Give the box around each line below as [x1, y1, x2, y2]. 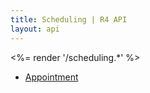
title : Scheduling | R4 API [10, 14, 128, 25]
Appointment [24, 71, 79, 83]
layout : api [10, 24, 60, 34]
